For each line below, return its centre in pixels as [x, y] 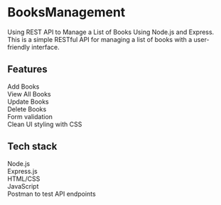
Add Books [23, 87]
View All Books [29, 94]
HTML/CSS [24, 179]
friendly [19, 47]
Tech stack [32, 146]
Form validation [30, 116]
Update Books [28, 101]
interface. [46, 47]
